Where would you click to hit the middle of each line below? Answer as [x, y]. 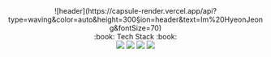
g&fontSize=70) [135, 28]
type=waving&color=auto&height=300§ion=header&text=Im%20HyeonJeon [135, 19]
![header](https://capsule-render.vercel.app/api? [135, 11]
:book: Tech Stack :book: [135, 37]
